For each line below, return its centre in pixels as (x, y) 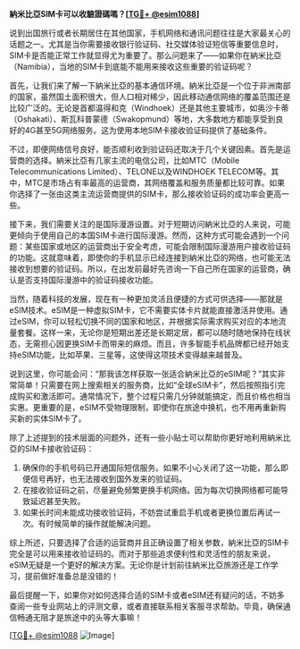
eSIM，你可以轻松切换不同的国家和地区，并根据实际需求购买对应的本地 (147, 321)
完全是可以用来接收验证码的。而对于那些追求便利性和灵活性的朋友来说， (142, 554)
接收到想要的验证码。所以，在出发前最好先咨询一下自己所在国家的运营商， (146, 269)
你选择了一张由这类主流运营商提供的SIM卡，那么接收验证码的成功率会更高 (146, 194)
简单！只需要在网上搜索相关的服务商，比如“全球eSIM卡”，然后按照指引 (147, 385)
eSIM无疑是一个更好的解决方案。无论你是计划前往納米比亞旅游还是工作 (140, 565)
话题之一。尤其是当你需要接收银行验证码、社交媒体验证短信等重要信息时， (146, 44)
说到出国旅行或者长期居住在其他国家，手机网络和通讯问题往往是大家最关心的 (150, 33)
